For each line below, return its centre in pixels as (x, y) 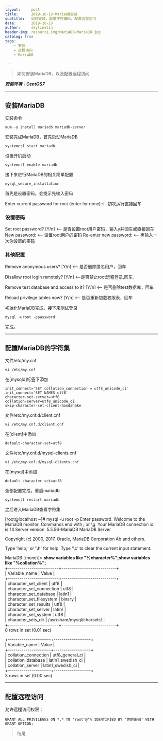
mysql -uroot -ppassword (30, 317)
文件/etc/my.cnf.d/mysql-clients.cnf (41, 453)
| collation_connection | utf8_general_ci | (45, 655)
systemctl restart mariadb (32, 500)
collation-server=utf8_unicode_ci (40, 402)
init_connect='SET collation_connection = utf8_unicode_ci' (67, 389)
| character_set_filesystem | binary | (41, 599)
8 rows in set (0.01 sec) (28, 630)
